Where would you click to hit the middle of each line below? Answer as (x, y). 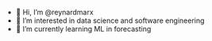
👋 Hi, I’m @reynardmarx (54, 12)
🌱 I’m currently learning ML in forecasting (83, 29)
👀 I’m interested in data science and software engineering (110, 20)
